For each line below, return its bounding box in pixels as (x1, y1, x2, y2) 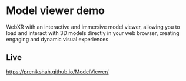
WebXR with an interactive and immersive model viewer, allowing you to (6, 23, 181, 30)
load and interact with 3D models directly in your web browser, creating (6, 29, 180, 36)
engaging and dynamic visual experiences (6, 36, 109, 43)
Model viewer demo (6, 4, 105, 17)
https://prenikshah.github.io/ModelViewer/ (6, 68, 109, 75)
